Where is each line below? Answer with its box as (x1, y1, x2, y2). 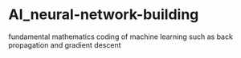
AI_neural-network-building (8, 6, 199, 24)
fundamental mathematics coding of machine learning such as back (8, 32, 233, 41)
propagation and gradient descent (8, 40, 122, 49)
